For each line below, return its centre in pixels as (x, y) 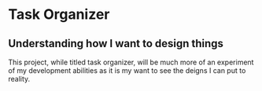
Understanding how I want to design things (116, 44)
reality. (19, 79)
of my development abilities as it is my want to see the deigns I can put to (127, 71)
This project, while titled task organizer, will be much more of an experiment (131, 62)
